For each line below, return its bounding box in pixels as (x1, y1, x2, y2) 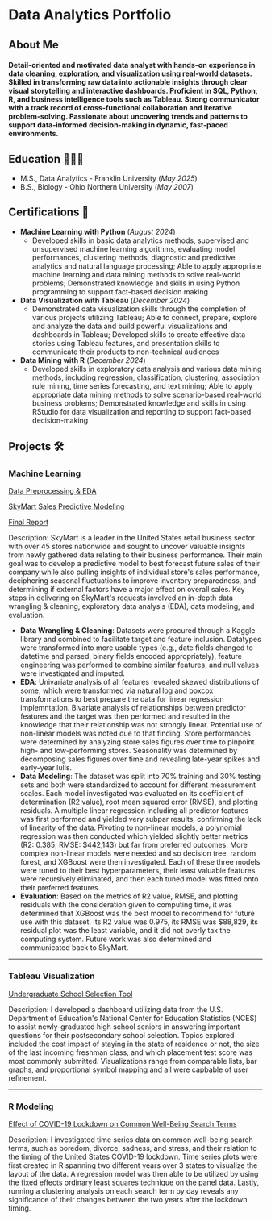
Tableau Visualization (8, 970, 95, 981)
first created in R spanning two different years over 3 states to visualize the (8, 1161, 258, 1170)
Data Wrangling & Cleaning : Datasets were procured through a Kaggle (19, 626, 256, 636)
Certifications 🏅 (8, 206, 90, 219)
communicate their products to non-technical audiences (31, 347, 219, 356)
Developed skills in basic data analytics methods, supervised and (31, 235, 250, 245)
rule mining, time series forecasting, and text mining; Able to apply (31, 381, 253, 390)
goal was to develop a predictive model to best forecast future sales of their (8, 559, 261, 569)
